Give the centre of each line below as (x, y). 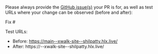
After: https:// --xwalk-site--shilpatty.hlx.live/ (58, 46)
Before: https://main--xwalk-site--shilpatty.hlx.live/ (65, 41)
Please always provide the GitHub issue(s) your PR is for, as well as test (79, 7)
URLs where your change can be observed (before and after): (69, 12)
